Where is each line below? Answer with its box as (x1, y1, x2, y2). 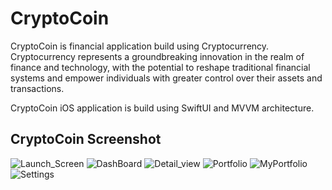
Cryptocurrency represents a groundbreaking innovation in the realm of (10, 50, 305, 62)
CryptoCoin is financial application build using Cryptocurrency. (10, 40, 270, 52)
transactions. (10, 82, 65, 94)
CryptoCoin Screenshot (10, 131, 162, 148)
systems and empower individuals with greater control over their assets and (10, 72, 323, 84)
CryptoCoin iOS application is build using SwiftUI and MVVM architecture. (10, 102, 315, 114)
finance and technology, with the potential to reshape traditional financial (10, 61, 311, 73)
